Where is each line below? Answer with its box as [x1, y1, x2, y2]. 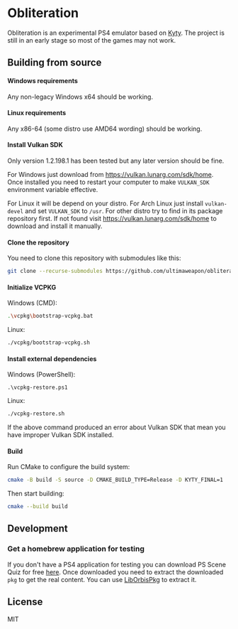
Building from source [7, 57, 102, 69]
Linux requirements [7, 109, 67, 117]
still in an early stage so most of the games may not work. [7, 36, 176, 44]
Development [7, 522, 69, 534]
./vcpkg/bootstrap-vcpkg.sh [7, 339, 91, 346]
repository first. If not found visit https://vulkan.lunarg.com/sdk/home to [7, 214, 217, 222]
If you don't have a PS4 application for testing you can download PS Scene [7, 560, 227, 569]
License [7, 596, 43, 608]
